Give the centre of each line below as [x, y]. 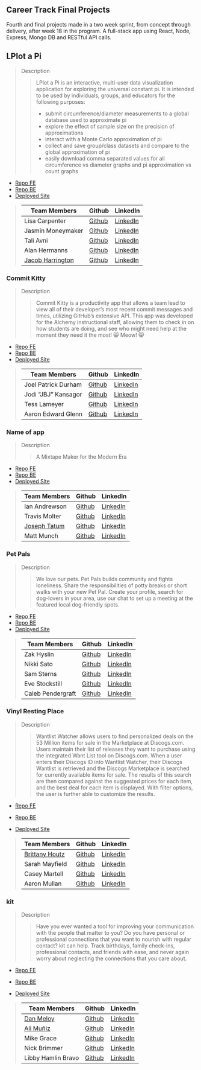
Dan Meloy [39, 1019]
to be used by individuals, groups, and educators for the [106, 95]
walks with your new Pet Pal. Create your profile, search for [110, 591]
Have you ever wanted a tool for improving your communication [115, 926]
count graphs [61, 171]
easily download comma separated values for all [105, 158]
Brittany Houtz [44, 854]
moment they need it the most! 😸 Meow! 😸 [90, 335]
